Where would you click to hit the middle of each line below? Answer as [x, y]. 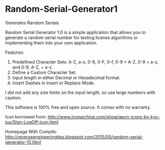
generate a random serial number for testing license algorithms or [72, 37]
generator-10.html [23, 142]
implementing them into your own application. [51, 42]
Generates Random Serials [32, 23]
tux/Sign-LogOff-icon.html [32, 122]
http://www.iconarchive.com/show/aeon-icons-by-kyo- [104, 116]
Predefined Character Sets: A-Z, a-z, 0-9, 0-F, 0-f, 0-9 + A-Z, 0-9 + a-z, [85, 62]
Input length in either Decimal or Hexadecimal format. [66, 77]
